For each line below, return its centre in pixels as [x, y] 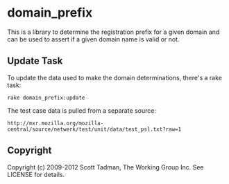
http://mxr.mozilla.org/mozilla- [56, 123]
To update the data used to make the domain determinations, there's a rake [114, 77]
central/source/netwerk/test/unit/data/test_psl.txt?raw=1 [94, 129]
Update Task [35, 61]
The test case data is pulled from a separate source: [82, 110]
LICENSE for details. [36, 174]
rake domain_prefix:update [46, 98]
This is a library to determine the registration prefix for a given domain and [113, 32]
